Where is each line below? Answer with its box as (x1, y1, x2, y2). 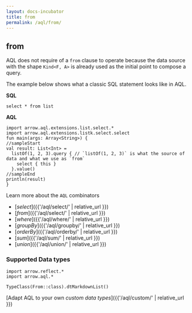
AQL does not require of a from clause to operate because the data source (6, 57, 186, 64)
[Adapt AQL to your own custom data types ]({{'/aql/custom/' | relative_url (6, 294, 184, 301)
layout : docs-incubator (6, 8, 65, 15)
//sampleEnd (6, 171, 35, 177)
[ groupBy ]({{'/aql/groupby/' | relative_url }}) (14, 222, 120, 229)
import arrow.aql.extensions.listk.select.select (6, 130, 130, 136)
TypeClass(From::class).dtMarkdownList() (6, 284, 109, 290)
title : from (6, 14, 35, 20)
